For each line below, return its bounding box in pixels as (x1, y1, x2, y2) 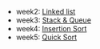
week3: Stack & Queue (15, 15, 92, 25)
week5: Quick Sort (15, 32, 78, 42)
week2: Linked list (15, 7, 76, 16)
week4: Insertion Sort (15, 24, 87, 33)
